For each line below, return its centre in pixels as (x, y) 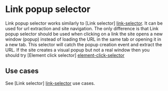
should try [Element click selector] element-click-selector (65, 55)
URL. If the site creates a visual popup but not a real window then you (77, 50)
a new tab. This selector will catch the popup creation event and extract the (84, 44)
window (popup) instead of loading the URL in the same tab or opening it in (83, 39)
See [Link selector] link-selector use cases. (50, 83)
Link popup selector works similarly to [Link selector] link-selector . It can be (84, 23)
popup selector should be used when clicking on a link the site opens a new (84, 34)
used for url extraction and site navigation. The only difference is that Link (82, 28)
